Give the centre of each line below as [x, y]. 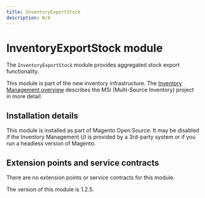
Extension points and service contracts [83, 163]
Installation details [42, 116]
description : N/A [28, 18]
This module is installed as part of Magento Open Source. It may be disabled [103, 131]
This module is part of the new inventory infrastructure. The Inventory [94, 83]
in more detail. [24, 96]
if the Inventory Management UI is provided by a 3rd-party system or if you [101, 137]
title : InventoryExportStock [43, 12]
